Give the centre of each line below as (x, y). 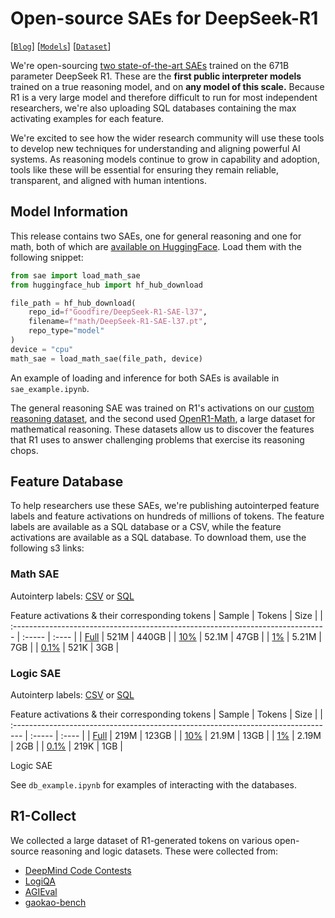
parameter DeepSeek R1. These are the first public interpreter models (156, 76)
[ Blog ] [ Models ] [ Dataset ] (61, 46)
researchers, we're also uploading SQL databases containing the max (153, 108)
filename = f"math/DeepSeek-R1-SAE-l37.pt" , (118, 322)
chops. (24, 450)
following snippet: (47, 257)
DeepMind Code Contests (78, 870)
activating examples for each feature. (87, 118)
